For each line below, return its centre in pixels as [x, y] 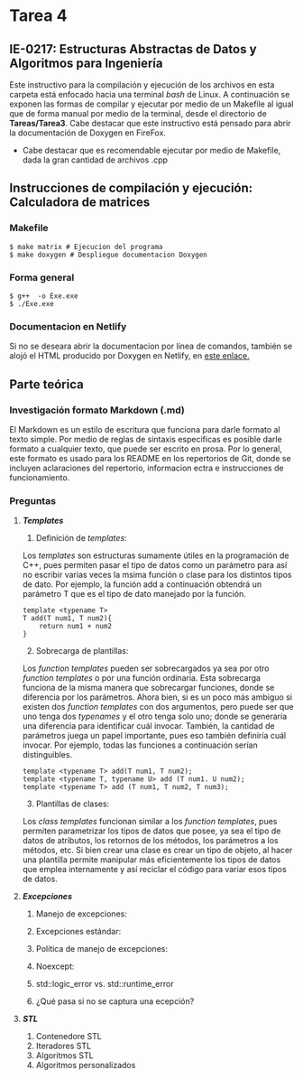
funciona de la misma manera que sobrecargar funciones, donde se [148, 688]
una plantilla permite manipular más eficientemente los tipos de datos [151, 860]
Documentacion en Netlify [68, 326]
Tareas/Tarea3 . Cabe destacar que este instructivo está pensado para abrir [150, 123]
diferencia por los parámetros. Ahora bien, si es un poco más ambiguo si [157, 697]
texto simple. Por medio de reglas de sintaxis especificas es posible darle [146, 439]
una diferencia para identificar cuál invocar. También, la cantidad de [148, 726]
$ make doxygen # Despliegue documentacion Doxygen [108, 255]
